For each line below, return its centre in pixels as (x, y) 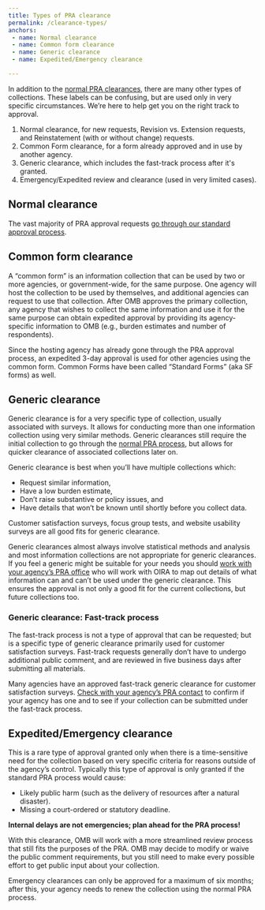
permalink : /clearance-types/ (58, 23)
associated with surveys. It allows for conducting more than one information (132, 427)
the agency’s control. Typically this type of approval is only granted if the (126, 770)
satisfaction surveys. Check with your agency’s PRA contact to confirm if (127, 692)
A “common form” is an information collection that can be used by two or (127, 275)
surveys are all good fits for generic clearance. (84, 532)
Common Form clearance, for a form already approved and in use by (131, 146)
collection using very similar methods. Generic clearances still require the (127, 436)
